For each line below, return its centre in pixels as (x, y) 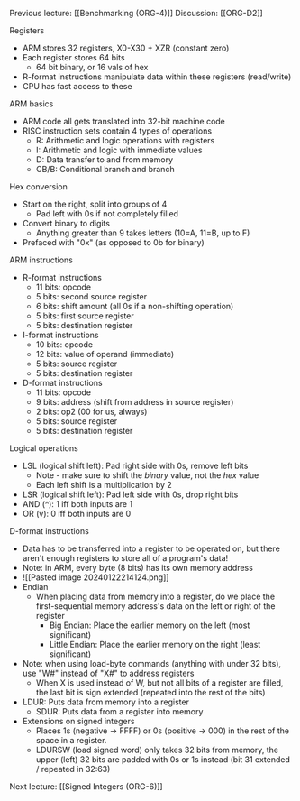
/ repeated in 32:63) (73, 769)
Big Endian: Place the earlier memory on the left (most (150, 625)
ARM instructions (41, 260)
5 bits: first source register (85, 316)
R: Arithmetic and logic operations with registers (125, 140)
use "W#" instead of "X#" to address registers (108, 673)
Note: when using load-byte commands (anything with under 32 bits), (152, 663)
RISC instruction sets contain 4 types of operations (117, 131)
